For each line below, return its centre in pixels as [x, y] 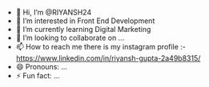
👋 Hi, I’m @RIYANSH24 [54, 12]
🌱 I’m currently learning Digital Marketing [83, 29]
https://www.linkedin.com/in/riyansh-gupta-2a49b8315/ [108, 58]
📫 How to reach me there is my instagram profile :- [101, 47]
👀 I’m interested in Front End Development [85, 21]
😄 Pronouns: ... [42, 67]
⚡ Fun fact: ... [38, 75]
